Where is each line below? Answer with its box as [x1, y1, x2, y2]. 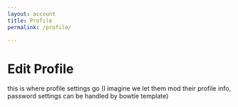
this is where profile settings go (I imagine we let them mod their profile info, [7, 84, 232, 93]
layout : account [7, 10, 56, 18]
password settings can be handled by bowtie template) [7, 92, 169, 101]
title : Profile [7, 17, 53, 24]
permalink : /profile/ [7, 24, 72, 31]
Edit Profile [7, 61, 74, 77]
